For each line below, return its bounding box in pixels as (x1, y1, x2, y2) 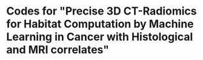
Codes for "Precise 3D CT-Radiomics (6, 4, 197, 18)
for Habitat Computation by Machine (6, 17, 194, 31)
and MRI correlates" (6, 43, 110, 57)
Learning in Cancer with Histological (6, 30, 193, 44)
